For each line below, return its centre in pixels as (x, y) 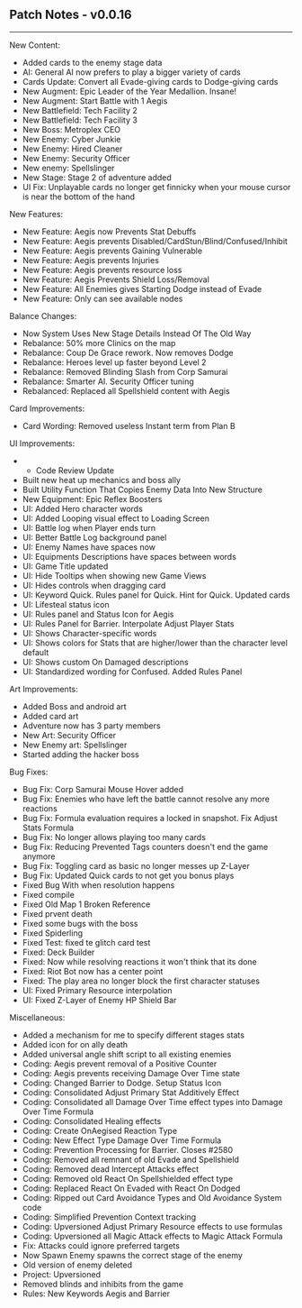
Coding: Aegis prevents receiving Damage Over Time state (131, 1073)
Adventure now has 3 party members (91, 726)
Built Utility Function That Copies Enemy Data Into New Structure (142, 489)
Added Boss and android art (75, 706)
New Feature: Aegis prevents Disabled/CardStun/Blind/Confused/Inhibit (155, 241)
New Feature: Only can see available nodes (102, 298)
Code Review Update (75, 470)
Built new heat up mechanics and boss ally (102, 480)
